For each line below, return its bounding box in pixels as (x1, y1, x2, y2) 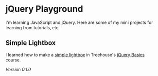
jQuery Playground (5, 3, 83, 15)
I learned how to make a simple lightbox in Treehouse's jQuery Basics (5, 52, 145, 57)
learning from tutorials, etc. (5, 24, 60, 30)
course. (5, 57, 21, 63)
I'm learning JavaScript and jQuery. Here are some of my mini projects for (5, 19, 153, 25)
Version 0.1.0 (5, 66, 31, 72)
